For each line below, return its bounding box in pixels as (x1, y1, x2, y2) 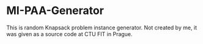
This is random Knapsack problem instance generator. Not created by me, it (6, 24, 197, 31)
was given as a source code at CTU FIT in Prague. (6, 30, 133, 37)
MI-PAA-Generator (6, 4, 104, 18)
